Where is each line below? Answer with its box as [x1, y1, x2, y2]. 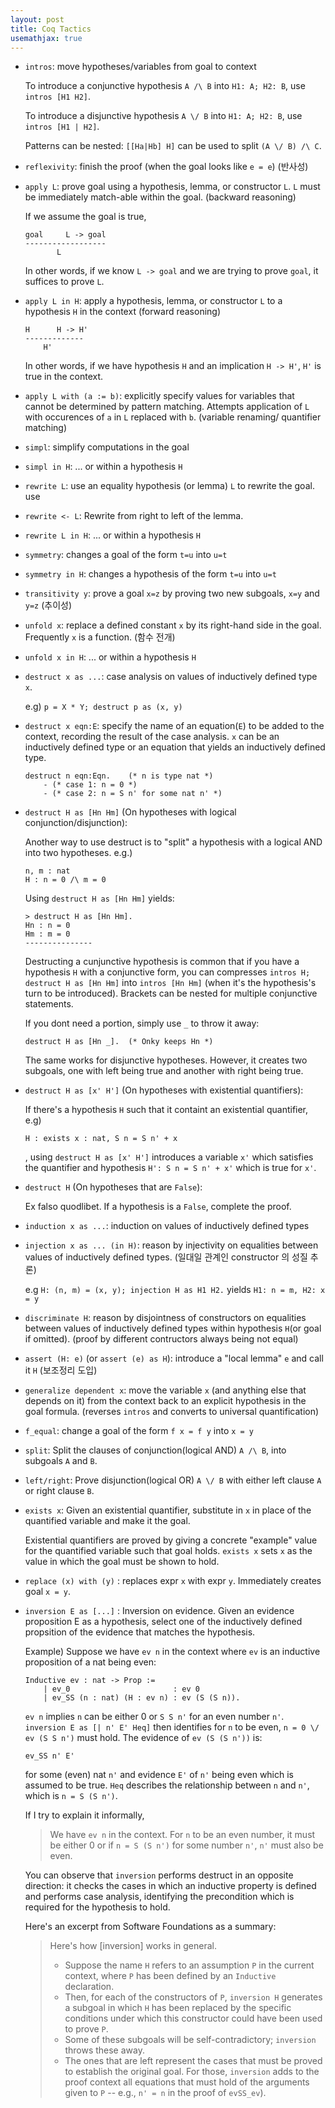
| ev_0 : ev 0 [43, 1684, 200, 1695]
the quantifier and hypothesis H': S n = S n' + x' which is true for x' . [24, 1162, 317, 1174]
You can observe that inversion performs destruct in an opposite [24, 1869, 294, 1881]
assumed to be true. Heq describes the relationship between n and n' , [24, 1779, 310, 1791]
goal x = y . [24, 1586, 71, 1598]
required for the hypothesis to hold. [24, 1901, 171, 1913]
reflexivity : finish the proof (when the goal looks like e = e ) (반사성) [24, 161, 309, 173]
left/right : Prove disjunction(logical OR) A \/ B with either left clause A [24, 1474, 322, 1486]
